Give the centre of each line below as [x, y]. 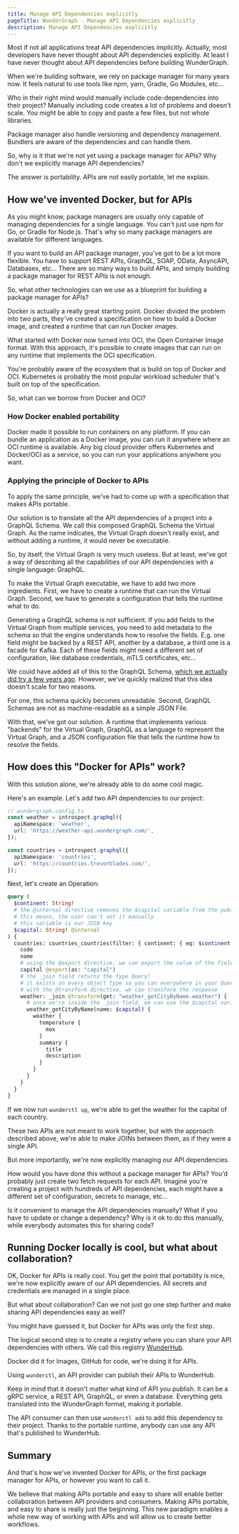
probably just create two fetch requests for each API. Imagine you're [107, 1181]
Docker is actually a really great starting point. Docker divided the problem [116, 312]
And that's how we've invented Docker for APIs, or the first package [107, 1473]
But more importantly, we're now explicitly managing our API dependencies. [118, 1160]
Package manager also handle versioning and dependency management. [115, 134]
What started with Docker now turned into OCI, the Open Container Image [116, 340]
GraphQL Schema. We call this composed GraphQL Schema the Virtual [111, 525]
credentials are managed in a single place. [69, 1291]
